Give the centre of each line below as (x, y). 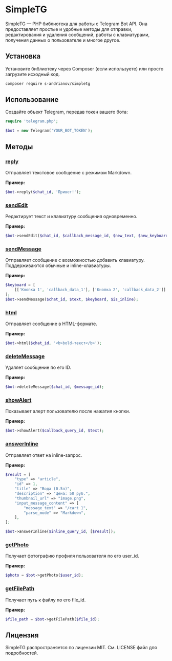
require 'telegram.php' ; (32, 121)
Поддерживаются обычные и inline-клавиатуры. (58, 265)
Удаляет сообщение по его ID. (38, 368)
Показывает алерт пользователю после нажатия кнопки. (68, 411)
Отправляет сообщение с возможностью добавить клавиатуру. (75, 260)
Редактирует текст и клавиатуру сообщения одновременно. (71, 217)
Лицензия (22, 635)
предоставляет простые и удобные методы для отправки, (69, 29)
